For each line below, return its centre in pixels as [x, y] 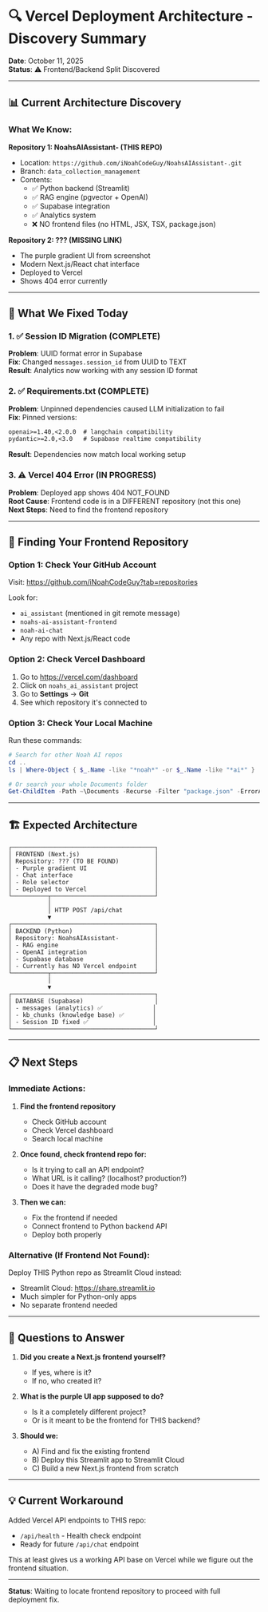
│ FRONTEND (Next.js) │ [83, 855]
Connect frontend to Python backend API [99, 1226]
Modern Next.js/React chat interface [79, 264]
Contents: [36, 179]
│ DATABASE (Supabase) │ [83, 1001]
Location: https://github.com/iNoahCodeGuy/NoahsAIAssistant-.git [131, 162]
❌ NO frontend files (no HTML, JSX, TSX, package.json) [124, 224]
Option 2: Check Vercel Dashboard [77, 659]
